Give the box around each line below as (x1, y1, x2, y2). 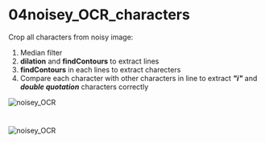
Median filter (19, 47, 63, 57)
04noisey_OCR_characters (8, 6, 191, 24)
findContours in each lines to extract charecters (19, 64, 181, 74)
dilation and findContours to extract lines (19, 56, 159, 66)
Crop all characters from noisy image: (8, 32, 134, 42)
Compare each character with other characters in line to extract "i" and (19, 73, 258, 83)
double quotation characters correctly (19, 82, 149, 92)
